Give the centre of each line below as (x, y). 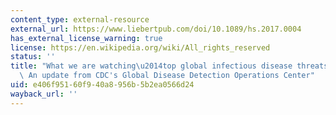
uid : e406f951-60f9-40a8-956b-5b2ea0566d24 (102, 85)
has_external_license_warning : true (86, 38)
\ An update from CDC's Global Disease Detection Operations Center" (167, 76)
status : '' (33, 57)
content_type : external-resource (80, 19)
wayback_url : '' (44, 94)
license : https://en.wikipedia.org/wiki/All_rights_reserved (140, 47)
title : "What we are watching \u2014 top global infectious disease (151, 66)
